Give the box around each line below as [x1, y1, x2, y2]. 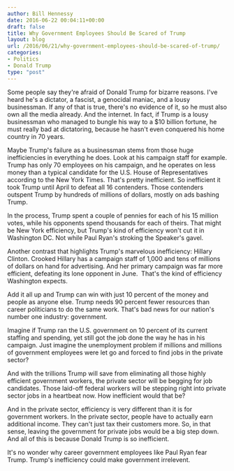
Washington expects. [7, 276, 68, 285]
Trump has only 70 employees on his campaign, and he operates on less [7, 160, 216, 169]
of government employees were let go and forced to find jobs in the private [7, 348, 224, 357]
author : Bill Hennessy [7, 10, 73, 17]
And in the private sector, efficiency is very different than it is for [7, 405, 193, 413]
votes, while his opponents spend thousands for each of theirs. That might [7, 218, 221, 227]
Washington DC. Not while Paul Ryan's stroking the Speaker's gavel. [7, 233, 204, 241]
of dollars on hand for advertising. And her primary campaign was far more [7, 262, 224, 270]
